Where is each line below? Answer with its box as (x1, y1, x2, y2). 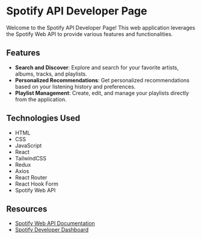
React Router (14, 174, 48, 181)
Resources (6, 204, 48, 214)
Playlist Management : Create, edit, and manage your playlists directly (14, 89, 190, 97)
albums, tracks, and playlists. (14, 70, 87, 77)
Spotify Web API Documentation (14, 220, 95, 227)
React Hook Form (14, 180, 58, 187)
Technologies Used (6, 113, 80, 124)
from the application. (14, 95, 67, 103)
